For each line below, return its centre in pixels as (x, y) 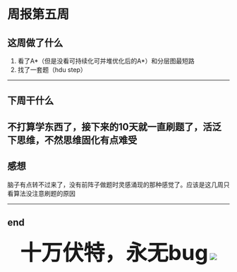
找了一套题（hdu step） (52, 70)
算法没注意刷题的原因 (44, 193)
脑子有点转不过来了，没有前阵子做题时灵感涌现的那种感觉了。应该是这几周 (115, 185)
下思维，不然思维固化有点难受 (72, 140)
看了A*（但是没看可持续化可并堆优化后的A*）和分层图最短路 (106, 61)
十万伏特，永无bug (114, 253)
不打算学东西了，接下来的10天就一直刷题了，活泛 (115, 126)
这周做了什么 (35, 43)
